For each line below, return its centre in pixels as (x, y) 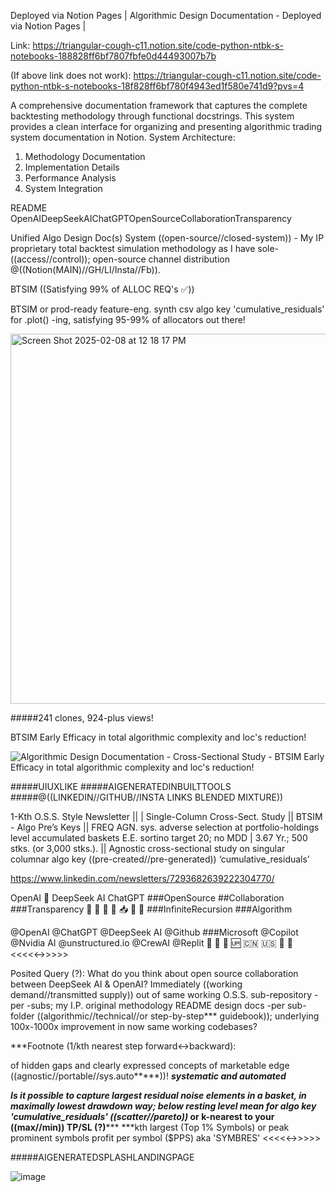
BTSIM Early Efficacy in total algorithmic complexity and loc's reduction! (158, 737)
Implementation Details (72, 167)
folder (22, 1016)
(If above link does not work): (71, 75)
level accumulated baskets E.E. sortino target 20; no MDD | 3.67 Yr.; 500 (159, 838)
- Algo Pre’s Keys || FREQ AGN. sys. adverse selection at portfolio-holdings (165, 827)
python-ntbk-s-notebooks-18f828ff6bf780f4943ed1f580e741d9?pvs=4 (157, 86)
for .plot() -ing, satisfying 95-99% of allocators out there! (128, 319)
